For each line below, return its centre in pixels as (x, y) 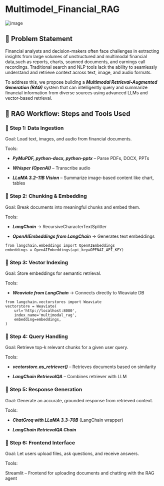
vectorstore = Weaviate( (31, 306)
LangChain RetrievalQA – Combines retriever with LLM (69, 377)
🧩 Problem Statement (39, 39)
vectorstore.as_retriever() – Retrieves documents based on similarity (84, 367)
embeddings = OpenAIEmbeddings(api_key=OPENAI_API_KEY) (64, 250)
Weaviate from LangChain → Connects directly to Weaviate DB (78, 293)
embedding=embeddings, (38, 319)
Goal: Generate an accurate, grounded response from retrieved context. (79, 400)
